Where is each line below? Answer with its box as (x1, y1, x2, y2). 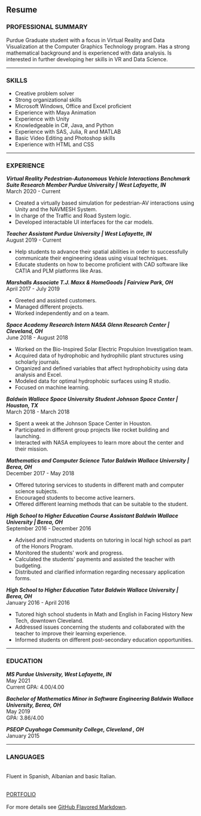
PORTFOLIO (6, 790, 36, 797)
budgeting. (14, 562, 42, 569)
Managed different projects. (14, 303, 84, 311)
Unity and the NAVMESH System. (14, 206, 98, 213)
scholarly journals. (14, 358, 61, 365)
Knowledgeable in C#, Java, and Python (14, 121, 114, 128)
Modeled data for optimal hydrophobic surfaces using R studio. (14, 377, 171, 385)
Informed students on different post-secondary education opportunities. (14, 636, 193, 644)
